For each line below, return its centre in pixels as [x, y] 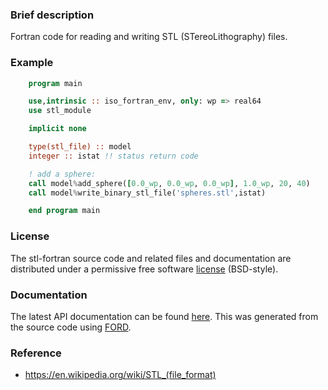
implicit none [57, 129]
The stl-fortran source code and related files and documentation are [151, 258]
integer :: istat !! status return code [113, 156]
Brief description [52, 15]
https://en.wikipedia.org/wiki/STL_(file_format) [120, 375]
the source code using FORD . [71, 327]
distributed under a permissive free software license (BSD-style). [144, 269]
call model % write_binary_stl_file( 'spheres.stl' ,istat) [147, 193]
